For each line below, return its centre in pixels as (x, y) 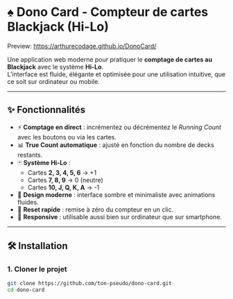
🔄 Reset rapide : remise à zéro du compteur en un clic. (95, 210)
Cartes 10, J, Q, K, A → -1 (63, 187)
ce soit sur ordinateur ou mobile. (54, 81)
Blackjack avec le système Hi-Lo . (55, 67)
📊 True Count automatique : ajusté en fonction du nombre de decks (116, 145)
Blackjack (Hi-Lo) (58, 27)
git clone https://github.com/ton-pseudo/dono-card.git (89, 284)
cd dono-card (26, 290)
